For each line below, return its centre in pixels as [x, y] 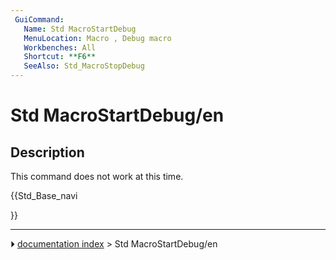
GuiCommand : [39, 19]
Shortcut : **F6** [60, 57]
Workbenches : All [60, 47]
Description [47, 152]
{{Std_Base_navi [44, 195]
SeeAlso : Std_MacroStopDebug [84, 66]
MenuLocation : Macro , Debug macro [97, 38]
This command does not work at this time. [97, 176]
